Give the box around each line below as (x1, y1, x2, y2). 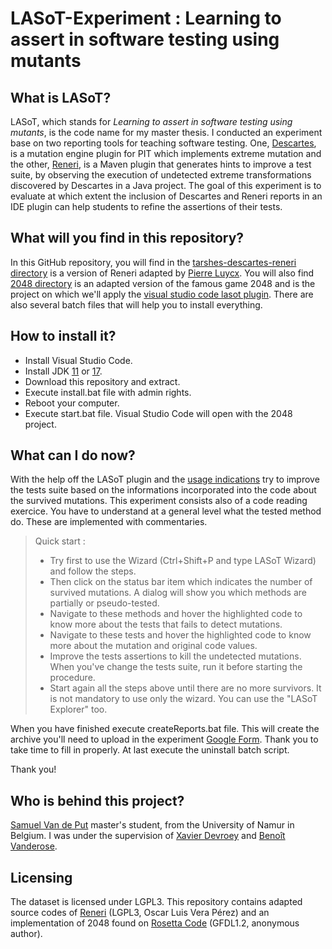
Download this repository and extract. (24, 375, 181, 387)
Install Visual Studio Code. (24, 354, 133, 366)
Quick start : (34, 535, 86, 547)
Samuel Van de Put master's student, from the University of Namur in (10, 819, 295, 831)
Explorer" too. (49, 703, 108, 716)
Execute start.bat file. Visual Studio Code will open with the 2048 (24, 407, 293, 419)
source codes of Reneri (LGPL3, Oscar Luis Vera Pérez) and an (10, 907, 270, 919)
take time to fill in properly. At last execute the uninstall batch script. (10, 744, 290, 756)
